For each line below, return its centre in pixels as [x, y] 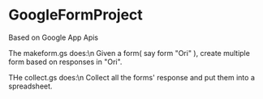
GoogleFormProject [76, 15]
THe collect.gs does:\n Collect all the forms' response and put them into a [132, 77]
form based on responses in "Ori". [65, 62]
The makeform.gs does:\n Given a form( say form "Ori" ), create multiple [129, 53]
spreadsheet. [30, 86]
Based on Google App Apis [54, 37]
